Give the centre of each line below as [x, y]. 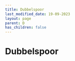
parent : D [15, 23]
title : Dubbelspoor [25, 9]
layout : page [18, 18]
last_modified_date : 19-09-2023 [37, 14]
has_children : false [26, 28]
